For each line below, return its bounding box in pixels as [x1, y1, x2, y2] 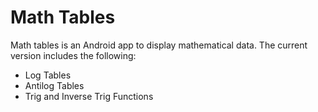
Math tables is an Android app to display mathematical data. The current [10, 39, 308, 51]
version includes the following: [10, 49, 137, 61]
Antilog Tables [24, 79, 85, 91]
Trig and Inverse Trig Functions [24, 90, 154, 102]
